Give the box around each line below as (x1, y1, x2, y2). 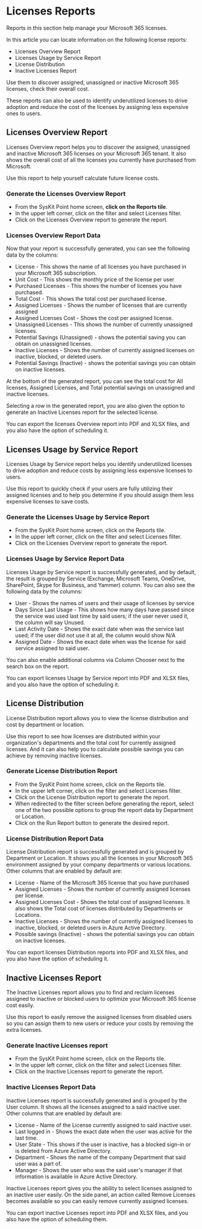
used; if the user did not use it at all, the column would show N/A (14, 631, 176, 639)
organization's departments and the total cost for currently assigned (6, 739, 176, 746)
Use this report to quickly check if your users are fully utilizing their (6, 485, 173, 493)
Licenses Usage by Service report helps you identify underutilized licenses (6, 460, 192, 468)
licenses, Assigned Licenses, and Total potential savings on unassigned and (6, 384, 195, 392)
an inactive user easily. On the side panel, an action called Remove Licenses (6, 1191, 196, 1198)
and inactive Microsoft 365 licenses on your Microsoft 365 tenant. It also (6, 149, 187, 157)
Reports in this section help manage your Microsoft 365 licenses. (6, 24, 168, 31)
